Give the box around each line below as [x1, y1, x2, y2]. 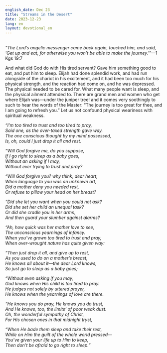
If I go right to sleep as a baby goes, [5, 153, 80, 159]
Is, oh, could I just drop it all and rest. [5, 138, 81, 144]
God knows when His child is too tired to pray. [5, 281, 100, 287]
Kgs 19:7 [5, 55, 23, 61]
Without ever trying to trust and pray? [5, 164, 83, 170]
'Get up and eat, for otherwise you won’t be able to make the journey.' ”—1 [5, 50, 158, 56]
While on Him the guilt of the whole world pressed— [5, 332, 112, 338]
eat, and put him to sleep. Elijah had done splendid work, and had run [5, 70, 148, 76]
